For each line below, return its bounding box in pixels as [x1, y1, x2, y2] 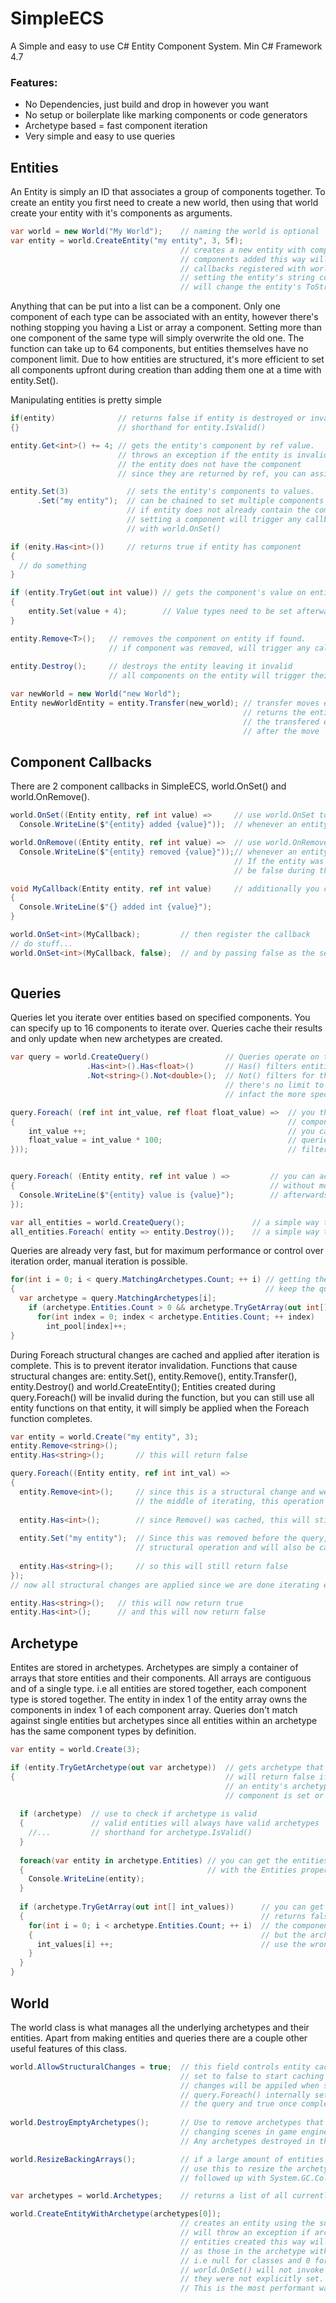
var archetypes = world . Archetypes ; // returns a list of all [10, 2191, 288, 2201]
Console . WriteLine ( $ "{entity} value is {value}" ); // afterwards [19, 1190, 329, 1200]
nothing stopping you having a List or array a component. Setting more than [10, 322, 323, 334]
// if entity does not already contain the [126, 505, 311, 516]
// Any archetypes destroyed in [180, 2136, 315, 2146]
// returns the [243, 707, 307, 717]
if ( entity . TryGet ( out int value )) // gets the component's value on [10, 588, 307, 598]
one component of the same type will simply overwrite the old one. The [10, 332, 305, 344]
